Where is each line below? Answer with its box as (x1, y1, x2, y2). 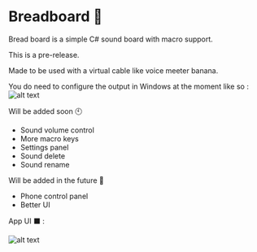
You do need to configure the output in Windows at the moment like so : (8, 81, 250, 91)
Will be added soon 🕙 (8, 106, 83, 116)
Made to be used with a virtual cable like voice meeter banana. (8, 65, 219, 76)
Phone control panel (20, 191, 89, 201)
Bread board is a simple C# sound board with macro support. (8, 34, 213, 44)
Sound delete (20, 150, 66, 161)
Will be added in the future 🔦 (8, 175, 104, 185)
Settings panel (20, 142, 69, 152)
